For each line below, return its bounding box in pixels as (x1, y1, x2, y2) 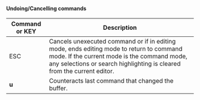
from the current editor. (49, 67, 114, 76)
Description (103, 24, 137, 32)
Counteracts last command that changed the (49, 77, 174, 85)
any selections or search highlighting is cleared (49, 60, 181, 68)
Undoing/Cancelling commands (6, 5, 87, 12)
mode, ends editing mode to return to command (49, 45, 183, 53)
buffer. (49, 84, 68, 92)
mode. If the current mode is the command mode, (49, 52, 187, 61)
